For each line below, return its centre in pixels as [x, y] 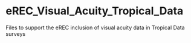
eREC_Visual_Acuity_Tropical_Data [95, 11]
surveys [15, 33]
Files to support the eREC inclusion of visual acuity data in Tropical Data [95, 27]
